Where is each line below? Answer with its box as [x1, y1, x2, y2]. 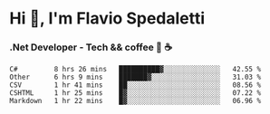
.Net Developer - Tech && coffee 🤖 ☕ [9, 41, 173, 53]
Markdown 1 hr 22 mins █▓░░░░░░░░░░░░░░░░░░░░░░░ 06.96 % [9, 97, 261, 106]
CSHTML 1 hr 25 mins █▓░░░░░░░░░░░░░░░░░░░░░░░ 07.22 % [9, 89, 261, 98]
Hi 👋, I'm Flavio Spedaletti [9, 8, 206, 29]
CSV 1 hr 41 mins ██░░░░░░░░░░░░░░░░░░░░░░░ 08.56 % [9, 81, 261, 90]
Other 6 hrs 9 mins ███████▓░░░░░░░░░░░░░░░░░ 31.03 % [9, 72, 261, 82]
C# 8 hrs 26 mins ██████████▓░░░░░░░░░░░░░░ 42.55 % [9, 65, 261, 74]
